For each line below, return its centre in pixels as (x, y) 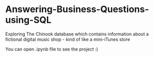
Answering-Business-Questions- (77, 9)
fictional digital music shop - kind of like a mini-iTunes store (68, 39)
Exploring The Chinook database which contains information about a (77, 34)
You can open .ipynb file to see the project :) (52, 49)
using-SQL (28, 20)
